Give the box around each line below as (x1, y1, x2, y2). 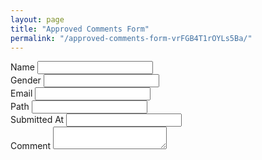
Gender (10, 74, 42, 86)
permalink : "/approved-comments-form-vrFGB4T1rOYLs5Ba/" (10, 33, 253, 43)
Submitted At (10, 114, 65, 126)
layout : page (10, 14, 65, 25)
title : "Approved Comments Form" (10, 24, 150, 34)
